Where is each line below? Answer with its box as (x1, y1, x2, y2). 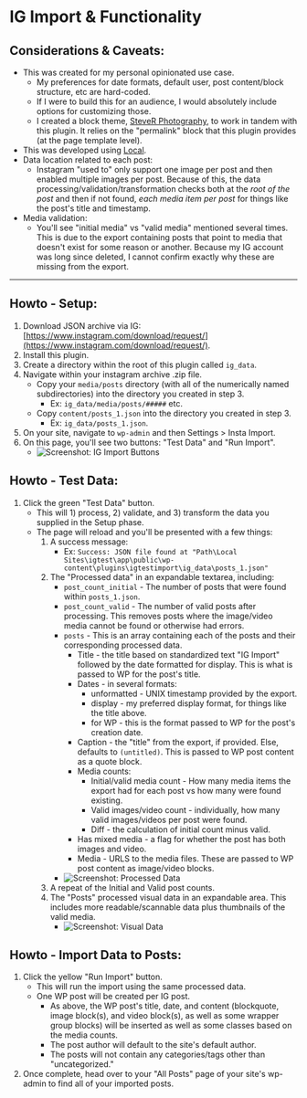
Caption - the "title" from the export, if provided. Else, (77, 736, 279, 747)
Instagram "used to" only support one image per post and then (36, 164, 273, 174)
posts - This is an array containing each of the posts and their (63, 629, 296, 640)
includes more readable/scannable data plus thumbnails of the (49, 902, 286, 913)
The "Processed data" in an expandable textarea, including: (49, 571, 275, 582)
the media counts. (49, 1029, 119, 1040)
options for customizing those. (36, 106, 152, 116)
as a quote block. (77, 755, 143, 766)
